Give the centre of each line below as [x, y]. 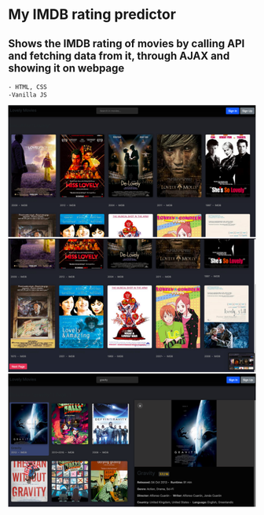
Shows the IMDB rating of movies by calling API [126, 44]
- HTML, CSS [27, 87]
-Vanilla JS [27, 95]
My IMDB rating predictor [92, 15]
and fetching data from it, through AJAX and [119, 55]
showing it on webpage [66, 68]
